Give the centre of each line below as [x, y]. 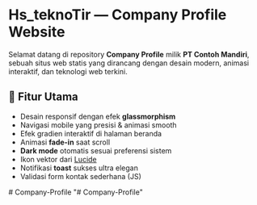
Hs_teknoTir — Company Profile [118, 15]
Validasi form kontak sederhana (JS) [80, 176]
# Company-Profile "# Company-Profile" [76, 192]
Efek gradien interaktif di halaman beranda [91, 133]
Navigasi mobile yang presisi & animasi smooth [98, 125]
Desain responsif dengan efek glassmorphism [98, 116]
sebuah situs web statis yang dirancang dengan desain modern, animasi [128, 63]
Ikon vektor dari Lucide [58, 159]
